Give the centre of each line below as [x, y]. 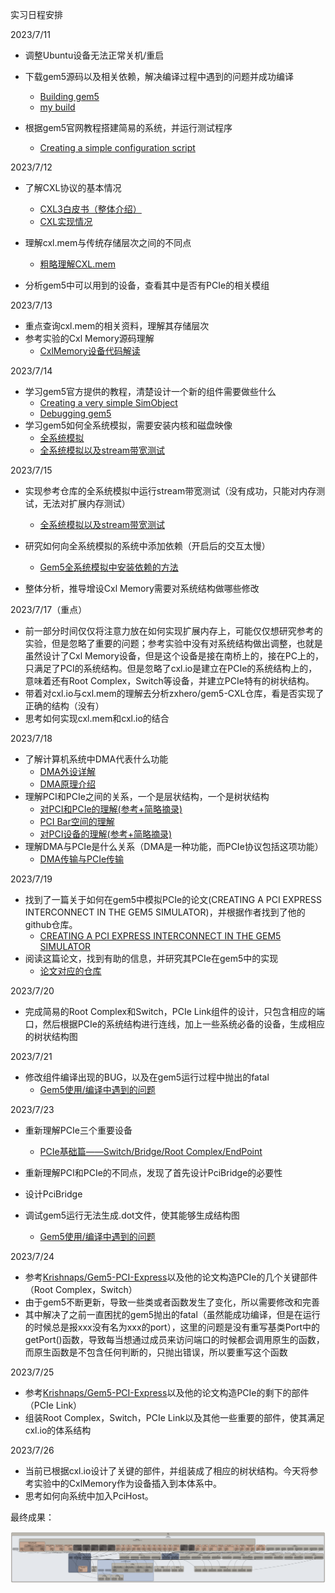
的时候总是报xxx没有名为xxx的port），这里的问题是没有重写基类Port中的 [172, 1327]
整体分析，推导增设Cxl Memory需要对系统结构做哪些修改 [142, 588]
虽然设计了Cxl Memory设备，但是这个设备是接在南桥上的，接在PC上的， [174, 656]
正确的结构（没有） [64, 706]
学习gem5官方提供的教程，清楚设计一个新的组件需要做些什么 [150, 391]
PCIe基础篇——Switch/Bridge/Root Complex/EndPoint [151, 1151]
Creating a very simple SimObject [108, 402]
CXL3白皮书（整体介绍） [90, 209]
